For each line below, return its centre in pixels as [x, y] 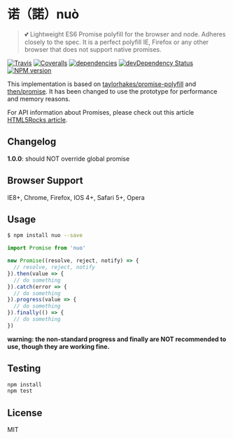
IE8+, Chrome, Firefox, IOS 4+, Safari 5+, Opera [76, 197]
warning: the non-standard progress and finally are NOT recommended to [117, 339]
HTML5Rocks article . [37, 120]
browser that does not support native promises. [93, 49]
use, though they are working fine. [58, 346]
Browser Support [45, 181]
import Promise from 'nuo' [47, 248]
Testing [24, 369]
